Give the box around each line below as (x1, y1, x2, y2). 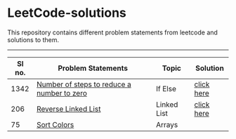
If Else (155, 84, 177, 93)
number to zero (36, 88, 88, 98)
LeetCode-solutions (7, 5, 126, 21)
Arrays (155, 119, 178, 129)
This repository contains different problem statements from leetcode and (7, 28, 218, 37)
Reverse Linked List (36, 104, 101, 114)
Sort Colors (36, 119, 74, 129)
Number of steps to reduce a (36, 79, 131, 89)
